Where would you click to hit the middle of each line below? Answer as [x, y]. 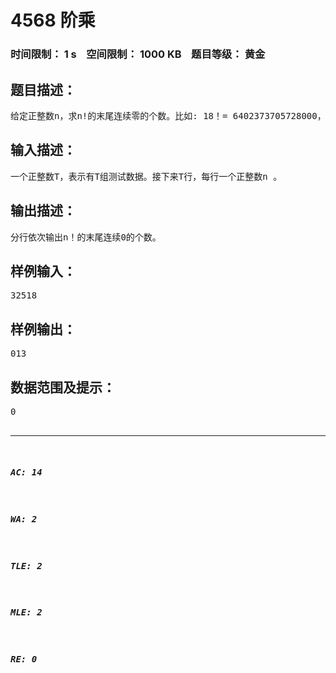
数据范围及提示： [63, 387]
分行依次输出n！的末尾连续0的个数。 [86, 237]
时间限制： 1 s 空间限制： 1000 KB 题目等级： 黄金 [138, 54]
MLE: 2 [26, 612]
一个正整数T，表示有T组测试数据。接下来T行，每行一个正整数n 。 [146, 176]
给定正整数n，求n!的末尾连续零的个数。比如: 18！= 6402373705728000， [168, 115]
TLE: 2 [26, 565]
